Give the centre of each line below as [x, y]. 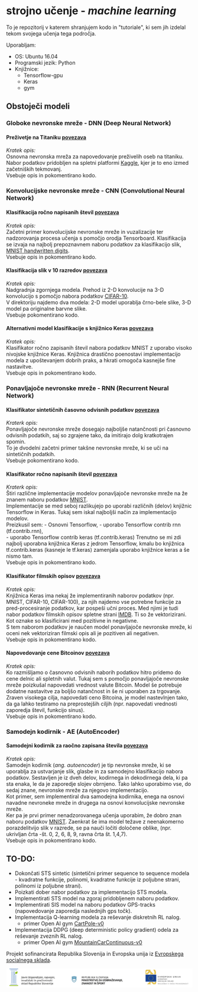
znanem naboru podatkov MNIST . [47, 500]
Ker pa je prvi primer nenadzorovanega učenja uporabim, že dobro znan [94, 815]
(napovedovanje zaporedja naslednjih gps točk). [73, 910]
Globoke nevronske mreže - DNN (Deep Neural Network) [89, 123]
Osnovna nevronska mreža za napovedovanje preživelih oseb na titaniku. [95, 157]
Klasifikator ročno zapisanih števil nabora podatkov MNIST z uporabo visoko [99, 347]
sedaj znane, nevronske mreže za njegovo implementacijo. [77, 790]
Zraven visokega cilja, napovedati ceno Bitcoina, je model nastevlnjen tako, [97, 697]
